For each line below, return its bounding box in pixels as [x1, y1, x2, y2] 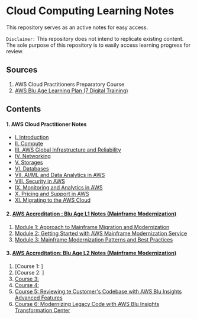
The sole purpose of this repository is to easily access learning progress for [6, 41, 191, 49]
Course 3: [14, 275, 40, 282]
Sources [6, 65, 38, 75]
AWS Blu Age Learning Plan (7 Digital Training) [14, 87, 128, 94]
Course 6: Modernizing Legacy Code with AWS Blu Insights [14, 300, 160, 307]
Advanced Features [14, 294, 63, 301]
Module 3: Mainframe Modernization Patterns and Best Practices [14, 236, 173, 243]
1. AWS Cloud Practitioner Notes [6, 120, 87, 128]
